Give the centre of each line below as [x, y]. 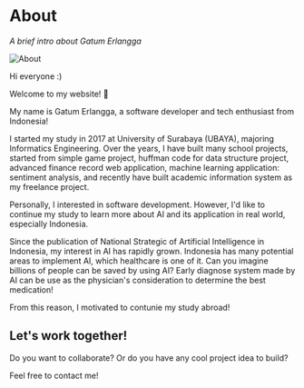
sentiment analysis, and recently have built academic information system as [151, 177]
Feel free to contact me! [54, 375]
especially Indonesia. [49, 224]
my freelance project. [49, 186]
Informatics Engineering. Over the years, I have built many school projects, [149, 148]
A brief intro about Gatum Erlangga [76, 41]
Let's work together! [69, 336]
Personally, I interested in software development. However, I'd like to [137, 204]
